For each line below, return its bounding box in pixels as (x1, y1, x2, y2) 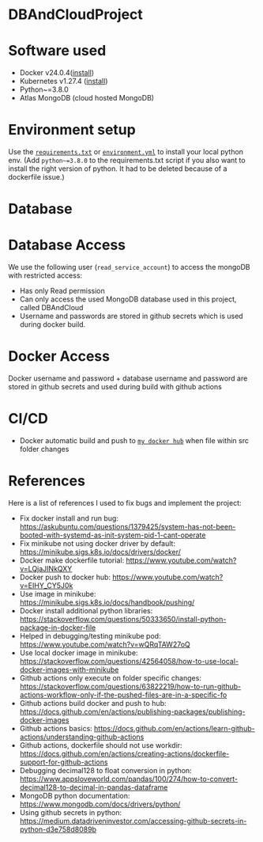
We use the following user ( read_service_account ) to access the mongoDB (8, 263, 250, 272)
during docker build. (19, 320, 86, 329)
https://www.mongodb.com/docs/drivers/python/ (19, 799, 181, 809)
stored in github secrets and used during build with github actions (8, 382, 223, 392)
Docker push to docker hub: (19, 572, 111, 582)
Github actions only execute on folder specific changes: (19, 673, 201, 682)
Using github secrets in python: (19, 808, 122, 817)
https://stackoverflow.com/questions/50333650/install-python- (19, 615, 227, 624)
